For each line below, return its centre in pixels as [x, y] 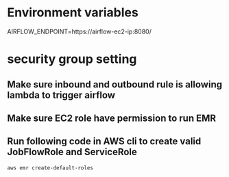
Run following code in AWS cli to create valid [104, 141]
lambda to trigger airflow [61, 95]
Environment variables [73, 13]
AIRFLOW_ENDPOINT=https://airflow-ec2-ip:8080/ [80, 31]
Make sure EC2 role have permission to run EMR [112, 118]
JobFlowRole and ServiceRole [72, 152]
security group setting [72, 59]
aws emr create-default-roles [50, 168]
